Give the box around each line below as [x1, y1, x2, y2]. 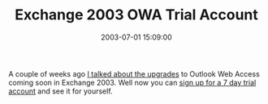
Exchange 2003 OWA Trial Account [15, 6, 258, 24]
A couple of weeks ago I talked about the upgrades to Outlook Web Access [8, 69, 260, 78]
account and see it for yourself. [8, 86, 113, 96]
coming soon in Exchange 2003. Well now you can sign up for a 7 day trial [8, 77, 257, 87]
